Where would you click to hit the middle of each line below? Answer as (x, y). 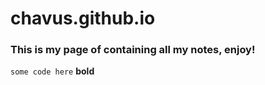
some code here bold (52, 71)
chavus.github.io (83, 18)
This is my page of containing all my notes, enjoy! (133, 50)
